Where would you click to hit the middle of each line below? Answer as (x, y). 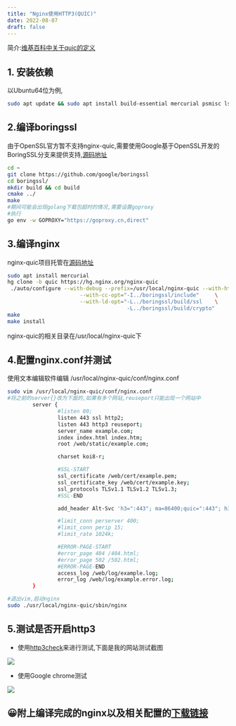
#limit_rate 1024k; (86, 534)
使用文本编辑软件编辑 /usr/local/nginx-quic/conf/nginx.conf (93, 378)
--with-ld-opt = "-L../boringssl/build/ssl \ (149, 302)
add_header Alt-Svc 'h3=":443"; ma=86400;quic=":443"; (139, 508)
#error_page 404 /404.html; (98, 553)
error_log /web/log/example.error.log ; (116, 580)
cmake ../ (22, 194)
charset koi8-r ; (81, 457)
